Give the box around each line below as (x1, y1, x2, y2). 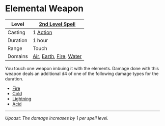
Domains (7, 52, 28, 59)
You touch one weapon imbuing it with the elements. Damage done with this (5, 65, 159, 71)
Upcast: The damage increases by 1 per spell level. (5, 115, 109, 121)
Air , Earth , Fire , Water (32, 52, 82, 59)
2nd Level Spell (38, 21, 76, 27)
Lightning (12, 96, 32, 101)
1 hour (32, 37, 48, 44)
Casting (7, 29, 26, 36)
